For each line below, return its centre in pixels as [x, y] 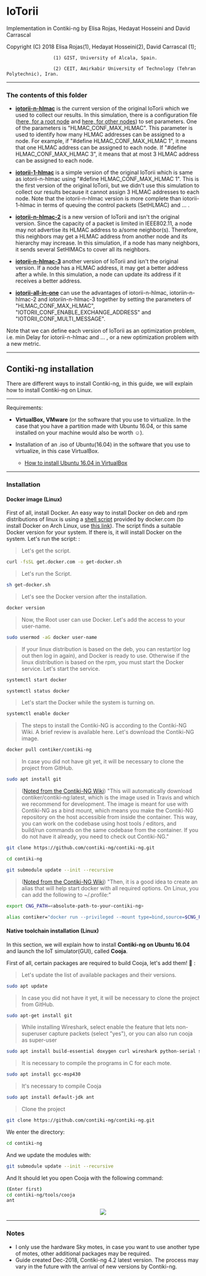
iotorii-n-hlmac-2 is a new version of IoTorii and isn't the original [97, 217]
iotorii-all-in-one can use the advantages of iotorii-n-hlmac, [92, 293]
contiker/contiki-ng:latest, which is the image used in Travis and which [110, 798]
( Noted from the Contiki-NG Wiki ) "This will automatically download [106, 791]
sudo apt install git [34, 779]
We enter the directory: [36, 1132]
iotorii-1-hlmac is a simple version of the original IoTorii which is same [104, 172]
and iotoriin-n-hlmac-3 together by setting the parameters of [115, 299]
